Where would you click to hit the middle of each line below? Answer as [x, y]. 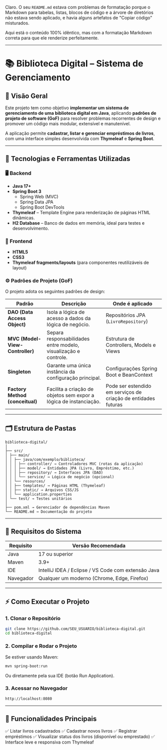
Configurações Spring [131, 369]
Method [17, 396]
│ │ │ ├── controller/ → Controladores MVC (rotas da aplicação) [74, 464]
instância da [61, 372]
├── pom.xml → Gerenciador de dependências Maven [58, 507]
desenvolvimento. [31, 228]
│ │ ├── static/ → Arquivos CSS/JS [42, 490]
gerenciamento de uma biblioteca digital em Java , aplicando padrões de [81, 113]
